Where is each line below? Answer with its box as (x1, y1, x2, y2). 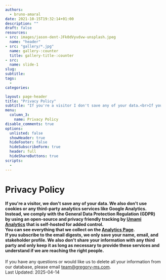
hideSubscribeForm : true (9, 144, 61, 149)
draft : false (5, 26, 32, 31)
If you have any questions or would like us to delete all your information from (5, 258, 161, 264)
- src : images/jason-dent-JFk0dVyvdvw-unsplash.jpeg (5, 35, 116, 40)
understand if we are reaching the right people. (5, 247, 104, 254)
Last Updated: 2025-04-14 (5, 269, 60, 275)
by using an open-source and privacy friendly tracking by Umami (5, 216, 142, 222)
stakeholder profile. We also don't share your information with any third (5, 237, 155, 243)
